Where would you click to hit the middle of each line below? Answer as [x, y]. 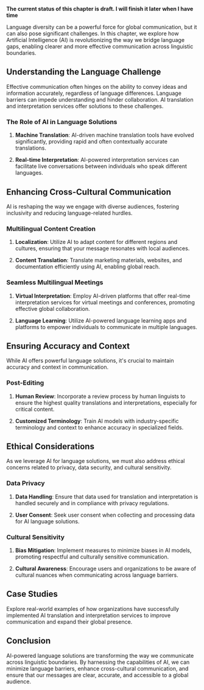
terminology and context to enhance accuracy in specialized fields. [99, 427]
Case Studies [32, 594]
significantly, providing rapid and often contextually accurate [91, 142]
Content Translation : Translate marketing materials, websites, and [99, 260]
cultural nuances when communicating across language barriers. [97, 575]
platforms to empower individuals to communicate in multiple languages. [106, 327]
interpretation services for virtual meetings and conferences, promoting [105, 302]
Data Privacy [26, 483]
